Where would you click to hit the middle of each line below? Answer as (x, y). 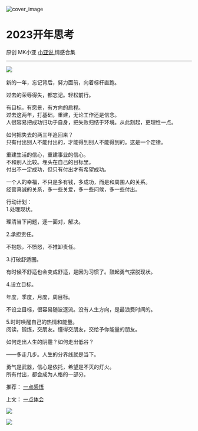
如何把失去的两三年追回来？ (40, 134)
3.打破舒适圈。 (24, 259)
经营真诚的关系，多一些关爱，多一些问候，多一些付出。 (73, 189)
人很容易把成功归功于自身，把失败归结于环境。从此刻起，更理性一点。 (91, 122)
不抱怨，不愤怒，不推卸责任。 (42, 246)
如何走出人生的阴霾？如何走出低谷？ (50, 341)
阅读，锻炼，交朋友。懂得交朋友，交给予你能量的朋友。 (73, 329)
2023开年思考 (40, 35)
